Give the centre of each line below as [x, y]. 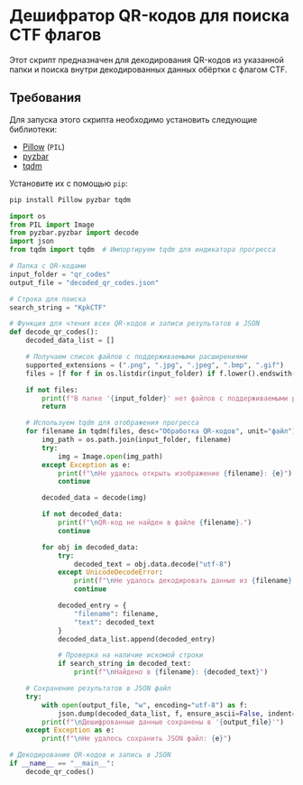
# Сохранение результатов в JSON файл [98, 688]
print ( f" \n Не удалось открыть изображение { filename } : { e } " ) [175, 473]
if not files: [52, 390]
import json [32, 241]
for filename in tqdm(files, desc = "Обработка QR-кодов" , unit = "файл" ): [163, 431]
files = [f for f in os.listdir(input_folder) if [121, 374]
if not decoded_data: [83, 514]
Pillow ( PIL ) [44, 146]
